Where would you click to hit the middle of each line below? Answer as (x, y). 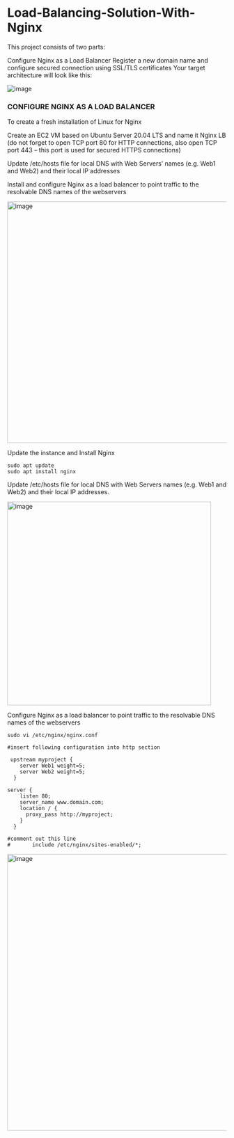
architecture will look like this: (50, 75)
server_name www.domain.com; (62, 803)
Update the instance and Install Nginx (61, 453)
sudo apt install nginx (42, 472)
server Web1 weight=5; (53, 766)
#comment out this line (42, 839)
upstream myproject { (41, 760)
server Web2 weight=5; (53, 772)
